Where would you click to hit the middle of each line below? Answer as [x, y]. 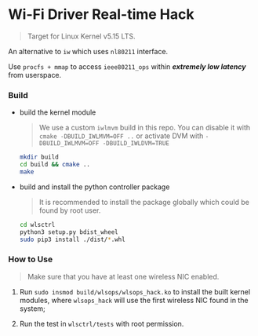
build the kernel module [58, 112]
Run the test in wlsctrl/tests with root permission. [102, 323]
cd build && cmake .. [55, 165]
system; [32, 309]
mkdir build [39, 157]
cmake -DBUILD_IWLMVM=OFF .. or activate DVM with [121, 136]
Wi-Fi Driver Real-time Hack [101, 15]
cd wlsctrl [37, 225]
